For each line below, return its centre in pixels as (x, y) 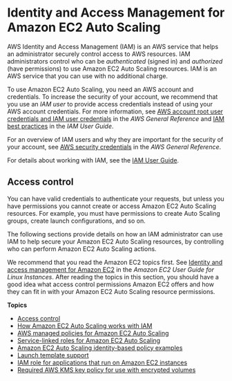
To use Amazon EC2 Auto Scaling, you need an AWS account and (100, 89)
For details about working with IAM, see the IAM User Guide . (93, 160)
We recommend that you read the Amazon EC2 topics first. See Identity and (115, 262)
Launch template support (53, 355)
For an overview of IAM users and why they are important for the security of (115, 139)
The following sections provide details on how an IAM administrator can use (115, 234)
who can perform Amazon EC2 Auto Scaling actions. (82, 249)
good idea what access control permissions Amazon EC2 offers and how (110, 284)
